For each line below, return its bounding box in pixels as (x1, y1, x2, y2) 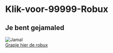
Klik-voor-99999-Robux (5, 3, 108, 15)
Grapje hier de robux (5, 42, 48, 48)
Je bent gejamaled (5, 23, 64, 32)
